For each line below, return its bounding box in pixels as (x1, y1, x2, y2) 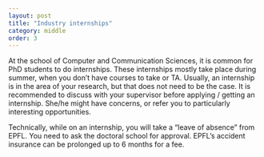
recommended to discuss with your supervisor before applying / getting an (8, 90, 255, 100)
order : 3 (8, 34, 38, 42)
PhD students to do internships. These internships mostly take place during (8, 65, 257, 74)
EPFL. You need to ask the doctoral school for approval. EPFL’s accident (8, 131, 246, 141)
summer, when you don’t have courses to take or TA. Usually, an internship (8, 73, 255, 83)
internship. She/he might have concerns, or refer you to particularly (8, 99, 230, 108)
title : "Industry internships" (8, 19, 113, 27)
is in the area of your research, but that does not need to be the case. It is (8, 82, 250, 91)
